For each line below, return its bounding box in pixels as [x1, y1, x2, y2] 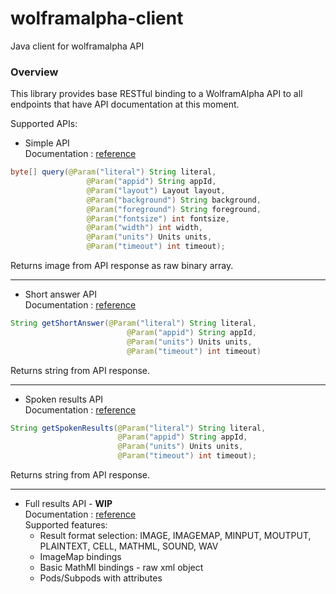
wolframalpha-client [10, 7, 184, 30]
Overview [10, 65, 59, 79]
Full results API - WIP [24, 498, 113, 510]
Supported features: [24, 519, 108, 531]
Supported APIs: [10, 118, 78, 130]
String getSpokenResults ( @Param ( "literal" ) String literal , [10, 423, 267, 433]
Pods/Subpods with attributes [39, 572, 163, 584]
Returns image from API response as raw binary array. [10, 260, 234, 272]
